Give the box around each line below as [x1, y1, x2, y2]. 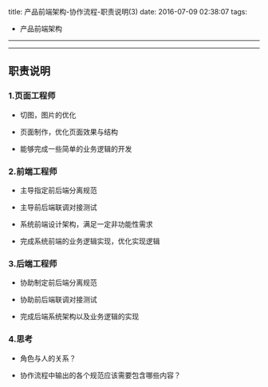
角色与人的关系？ [19, 353, 77, 363]
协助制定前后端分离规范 [19, 278, 97, 287]
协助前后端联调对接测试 [19, 294, 97, 305]
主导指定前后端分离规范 [19, 185, 97, 195]
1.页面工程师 [8, 90, 56, 101]
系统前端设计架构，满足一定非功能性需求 [19, 219, 153, 229]
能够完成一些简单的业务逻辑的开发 [19, 144, 132, 153]
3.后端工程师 [8, 258, 57, 269]
